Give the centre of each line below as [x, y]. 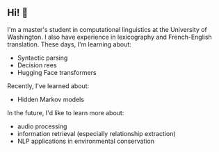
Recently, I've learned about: [48, 86]
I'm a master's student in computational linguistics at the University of [107, 29]
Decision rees [37, 65]
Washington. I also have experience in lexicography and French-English [109, 37]
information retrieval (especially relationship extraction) [96, 133]
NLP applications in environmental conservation [86, 141]
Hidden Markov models [51, 99]
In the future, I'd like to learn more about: [66, 112]
